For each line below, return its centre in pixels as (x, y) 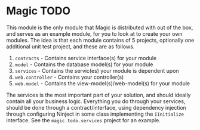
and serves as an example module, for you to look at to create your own (95, 33)
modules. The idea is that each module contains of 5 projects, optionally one (100, 40)
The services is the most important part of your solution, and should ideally (99, 95)
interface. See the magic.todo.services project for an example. (84, 120)
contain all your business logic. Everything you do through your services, (96, 101)
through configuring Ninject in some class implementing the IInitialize (95, 114)
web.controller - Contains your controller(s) (69, 77)
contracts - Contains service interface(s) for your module (86, 58)
